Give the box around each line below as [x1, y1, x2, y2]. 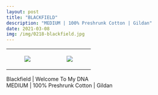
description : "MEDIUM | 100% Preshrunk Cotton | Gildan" [6, 20, 153, 26]
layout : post [6, 8, 39, 15]
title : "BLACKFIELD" [6, 14, 58, 20]
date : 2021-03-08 [6, 25, 50, 32]
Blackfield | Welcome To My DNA [6, 76, 89, 83]
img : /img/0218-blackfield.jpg [6, 31, 85, 37]
